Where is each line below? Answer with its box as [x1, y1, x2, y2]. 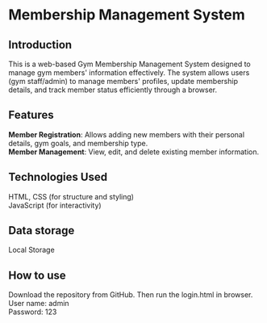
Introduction [8, 38, 73, 52]
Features [8, 108, 54, 122]
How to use [8, 268, 66, 282]
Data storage [8, 224, 75, 237]
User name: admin [8, 299, 70, 308]
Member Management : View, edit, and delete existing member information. [8, 147, 260, 157]
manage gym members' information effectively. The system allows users [8, 68, 250, 78]
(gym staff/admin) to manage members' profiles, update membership [8, 77, 238, 86]
